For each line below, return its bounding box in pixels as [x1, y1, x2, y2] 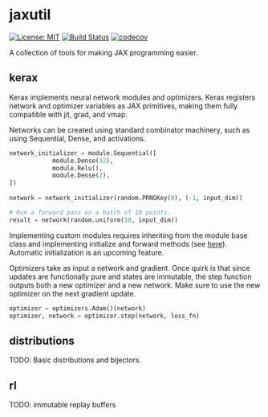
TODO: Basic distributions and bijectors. [9, 355, 142, 365]
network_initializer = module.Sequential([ [9, 149, 157, 157]
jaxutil [9, 6, 51, 24]
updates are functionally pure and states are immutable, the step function [9, 272, 252, 281]
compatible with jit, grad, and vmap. [9, 109, 128, 119]
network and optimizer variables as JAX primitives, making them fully [9, 100, 238, 110]
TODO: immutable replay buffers [9, 400, 116, 409]
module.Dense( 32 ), [51, 157, 114, 165]
